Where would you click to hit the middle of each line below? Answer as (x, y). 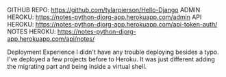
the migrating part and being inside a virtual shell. (77, 66)
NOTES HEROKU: (32, 31)
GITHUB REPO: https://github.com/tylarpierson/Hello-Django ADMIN (104, 10)
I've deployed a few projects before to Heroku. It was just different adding (111, 59)
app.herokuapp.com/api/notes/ (51, 39)
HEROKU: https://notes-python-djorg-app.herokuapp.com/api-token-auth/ (112, 24)
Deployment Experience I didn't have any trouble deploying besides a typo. (113, 52)
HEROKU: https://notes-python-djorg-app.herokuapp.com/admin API (104, 17)
